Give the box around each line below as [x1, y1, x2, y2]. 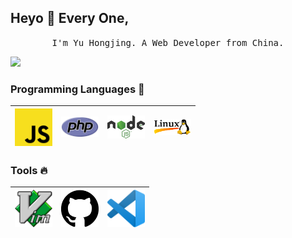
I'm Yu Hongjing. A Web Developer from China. [51, 37, 285, 48]
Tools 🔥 [10, 164, 48, 178]
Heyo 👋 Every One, [10, 10, 130, 27]
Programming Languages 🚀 [10, 82, 145, 96]
